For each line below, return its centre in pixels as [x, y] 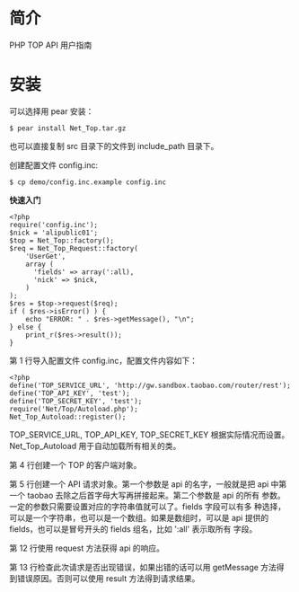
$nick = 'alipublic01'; [54, 233]
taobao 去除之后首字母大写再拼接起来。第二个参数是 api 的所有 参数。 [156, 495]
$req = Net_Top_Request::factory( [74, 248]
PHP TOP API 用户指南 [51, 45]
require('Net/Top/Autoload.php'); [74, 409]
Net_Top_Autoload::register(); [68, 417]
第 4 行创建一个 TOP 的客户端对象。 [75, 464]
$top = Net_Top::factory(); [62, 240]
